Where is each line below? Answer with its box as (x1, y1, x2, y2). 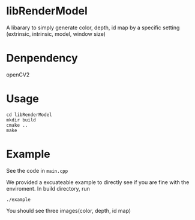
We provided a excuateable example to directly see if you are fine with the (6, 178, 190, 186)
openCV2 (6, 71, 30, 78)
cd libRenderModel (6, 112, 52, 118)
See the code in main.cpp (6, 167, 68, 174)
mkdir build (6, 117, 36, 123)
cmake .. (6, 122, 28, 128)
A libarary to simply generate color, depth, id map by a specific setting (6, 24, 180, 31)
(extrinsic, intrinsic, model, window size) (6, 30, 106, 37)
